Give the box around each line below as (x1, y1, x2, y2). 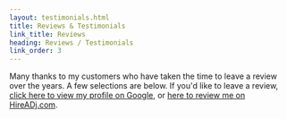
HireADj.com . (9, 99, 58, 110)
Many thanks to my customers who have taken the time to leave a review (9, 71, 277, 81)
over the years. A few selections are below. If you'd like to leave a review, (9, 81, 279, 91)
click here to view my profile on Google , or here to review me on (9, 90, 246, 101)
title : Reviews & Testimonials (9, 21, 126, 30)
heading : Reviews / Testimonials (9, 38, 134, 47)
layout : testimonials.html (9, 13, 110, 22)
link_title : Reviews (9, 30, 87, 38)
